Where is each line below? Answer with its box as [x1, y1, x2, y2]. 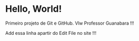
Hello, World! [5, 3, 62, 15]
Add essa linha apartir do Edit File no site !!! [5, 30, 97, 36]
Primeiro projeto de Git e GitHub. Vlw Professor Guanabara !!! [5, 20, 134, 26]
